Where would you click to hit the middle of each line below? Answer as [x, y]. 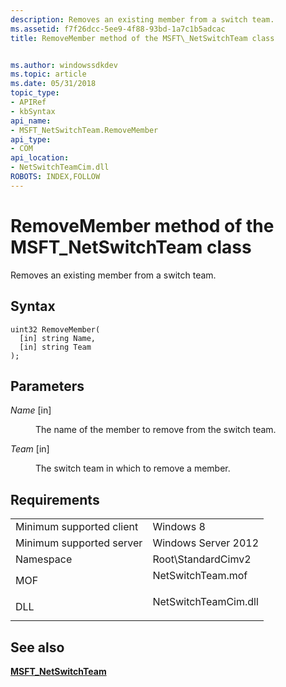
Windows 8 [179, 527]
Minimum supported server [79, 543]
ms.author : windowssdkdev [64, 65]
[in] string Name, [58, 338]
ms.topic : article [48, 74]
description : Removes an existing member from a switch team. [142, 19]
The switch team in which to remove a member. [133, 468]
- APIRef [28, 102]
